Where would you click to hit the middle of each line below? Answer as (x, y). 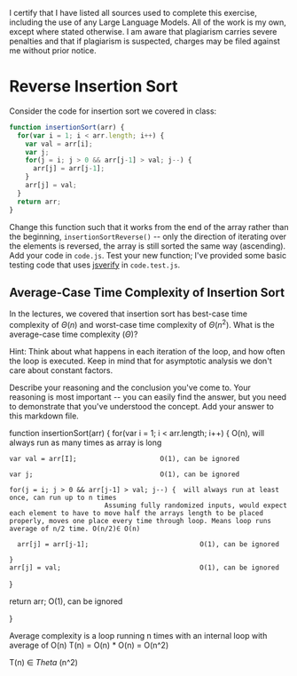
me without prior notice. (53, 51)
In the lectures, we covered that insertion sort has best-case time (129, 314)
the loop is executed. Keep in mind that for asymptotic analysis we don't (141, 361)
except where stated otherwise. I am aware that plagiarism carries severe (143, 32)
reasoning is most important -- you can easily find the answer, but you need (148, 397)
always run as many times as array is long (86, 442)
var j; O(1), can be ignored (125, 474)
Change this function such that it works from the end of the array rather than (149, 227)
